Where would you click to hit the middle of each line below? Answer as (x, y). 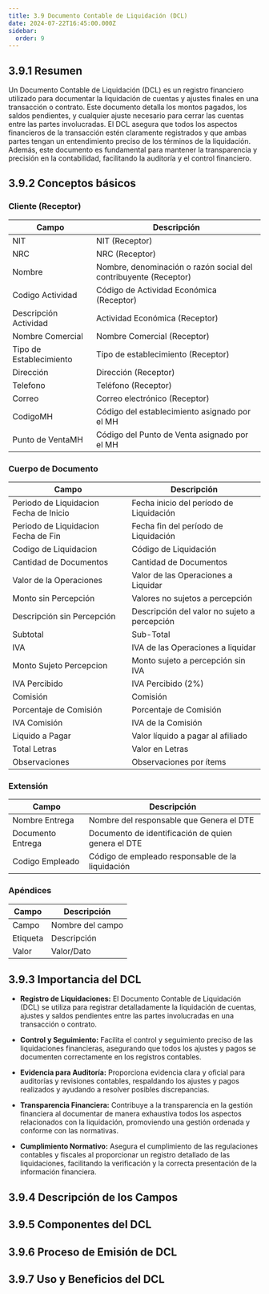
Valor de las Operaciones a (182, 575)
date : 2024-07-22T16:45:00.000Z (62, 23)
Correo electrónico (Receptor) (153, 398)
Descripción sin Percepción (64, 617)
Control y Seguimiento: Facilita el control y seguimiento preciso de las (137, 1040)
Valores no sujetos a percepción (192, 598)
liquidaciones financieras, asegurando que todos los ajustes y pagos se (138, 1048)
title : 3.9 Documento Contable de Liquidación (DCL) (98, 16)
